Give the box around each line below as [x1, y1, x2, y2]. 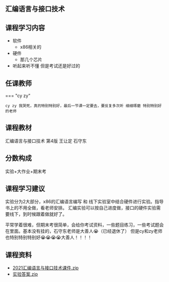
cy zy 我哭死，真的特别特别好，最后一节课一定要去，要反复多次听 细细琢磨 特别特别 [5, 104, 158, 109]
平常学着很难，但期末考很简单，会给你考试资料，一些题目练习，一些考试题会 [5, 222, 164, 228]
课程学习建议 [5, 184, 45, 193]
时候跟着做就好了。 [27, 211, 67, 217]
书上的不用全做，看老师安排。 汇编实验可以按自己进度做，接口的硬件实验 [5, 205, 156, 211]
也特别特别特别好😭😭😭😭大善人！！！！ [5, 234, 92, 240]
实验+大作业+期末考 [5, 168, 47, 174]
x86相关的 [20, 44, 42, 50]
